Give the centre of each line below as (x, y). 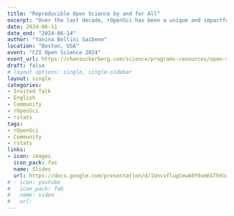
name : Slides (32, 169)
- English (22, 98)
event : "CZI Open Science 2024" (54, 53)
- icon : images (29, 156)
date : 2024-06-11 (32, 26)
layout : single (29, 78)
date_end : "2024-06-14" (42, 33)
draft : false (26, 65)
